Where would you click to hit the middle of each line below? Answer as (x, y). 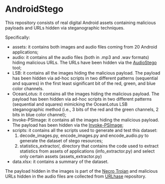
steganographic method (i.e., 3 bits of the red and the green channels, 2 (85, 109)
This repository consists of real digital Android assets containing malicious (81, 23)
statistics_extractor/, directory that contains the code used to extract (89, 146)
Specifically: (18, 37)
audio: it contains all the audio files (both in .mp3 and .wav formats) (81, 57)
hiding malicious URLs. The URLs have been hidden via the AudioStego (84, 62)
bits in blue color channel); (39, 114)
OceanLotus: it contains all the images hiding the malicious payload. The (86, 94)
